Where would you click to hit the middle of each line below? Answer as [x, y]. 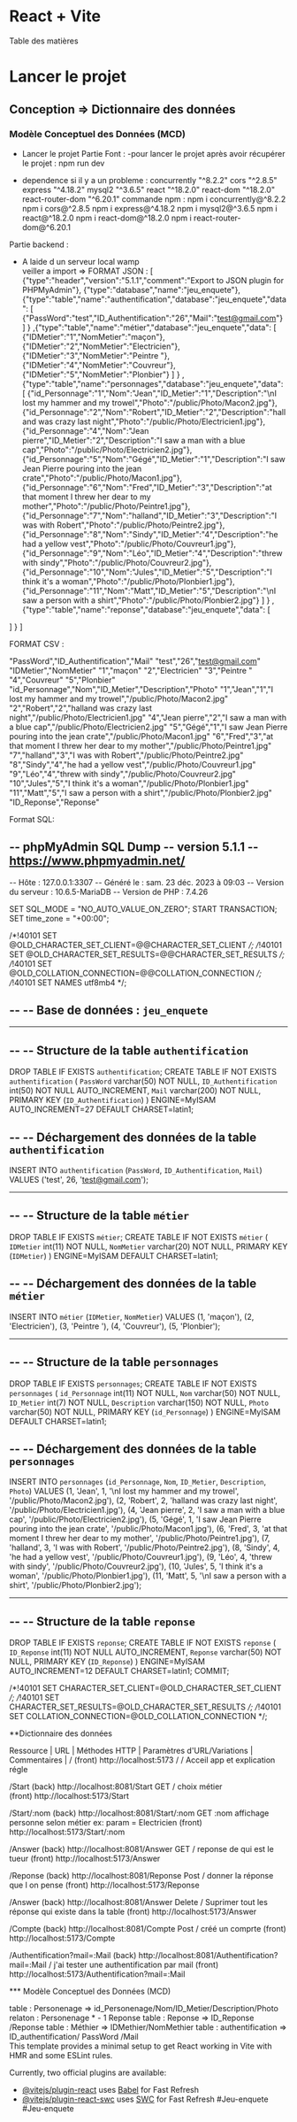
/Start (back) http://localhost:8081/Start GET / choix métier [116, 1786]
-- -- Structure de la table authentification [129, 1050]
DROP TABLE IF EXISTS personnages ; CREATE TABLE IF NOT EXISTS [133, 1384]
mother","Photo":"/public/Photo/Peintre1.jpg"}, [106, 505]
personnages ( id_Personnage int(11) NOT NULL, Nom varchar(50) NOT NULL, [145, 1393]
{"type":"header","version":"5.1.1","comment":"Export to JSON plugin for [153, 280]
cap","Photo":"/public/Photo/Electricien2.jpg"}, [107, 450]
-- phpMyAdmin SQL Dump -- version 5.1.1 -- [134, 847]
